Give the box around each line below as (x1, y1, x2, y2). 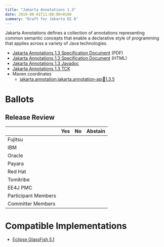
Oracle (7, 152, 23, 159)
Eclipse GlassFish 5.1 (12, 237, 55, 243)
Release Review (5, 113, 55, 122)
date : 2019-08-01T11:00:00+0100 (5, 12, 72, 17)
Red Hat (7, 168, 26, 175)
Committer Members (7, 201, 56, 207)
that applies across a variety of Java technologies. (5, 41, 108, 46)
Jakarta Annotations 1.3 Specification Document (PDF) (12, 50, 123, 56)
